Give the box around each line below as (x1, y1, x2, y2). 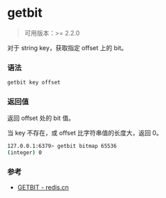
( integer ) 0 (7, 149, 42, 156)
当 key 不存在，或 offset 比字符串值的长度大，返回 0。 (7, 129, 163, 137)
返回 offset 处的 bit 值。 (7, 114, 75, 123)
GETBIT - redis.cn (17, 183, 69, 192)
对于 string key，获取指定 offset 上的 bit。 (7, 43, 128, 52)
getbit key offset (7, 79, 61, 86)
